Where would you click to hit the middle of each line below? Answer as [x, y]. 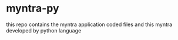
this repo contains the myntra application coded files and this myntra [89, 24]
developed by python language [44, 30]
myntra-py [33, 8]
